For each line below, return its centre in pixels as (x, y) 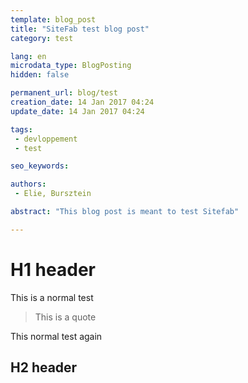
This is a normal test (52, 297)
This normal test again (56, 336)
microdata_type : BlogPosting (71, 66)
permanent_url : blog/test (64, 93)
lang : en (28, 56)
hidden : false (40, 75)
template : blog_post (53, 19)
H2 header (44, 367)
